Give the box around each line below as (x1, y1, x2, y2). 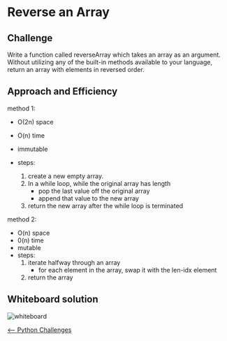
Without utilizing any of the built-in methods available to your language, (7, 58, 213, 66)
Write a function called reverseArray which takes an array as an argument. (7, 50, 221, 59)
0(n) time (17, 235, 44, 245)
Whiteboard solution (7, 293, 99, 305)
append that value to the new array (38, 194, 140, 203)
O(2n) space (17, 117, 54, 126)
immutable (17, 145, 48, 153)
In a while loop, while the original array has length (27, 179, 171, 187)
